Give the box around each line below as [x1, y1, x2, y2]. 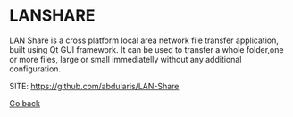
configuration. [9, 63, 61, 74]
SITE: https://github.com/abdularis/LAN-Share [9, 80, 180, 91]
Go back [9, 97, 41, 108]
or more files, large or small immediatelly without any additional [9, 54, 242, 64]
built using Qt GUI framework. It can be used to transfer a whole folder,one [9, 44, 284, 54]
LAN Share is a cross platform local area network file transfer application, [9, 35, 279, 46]
